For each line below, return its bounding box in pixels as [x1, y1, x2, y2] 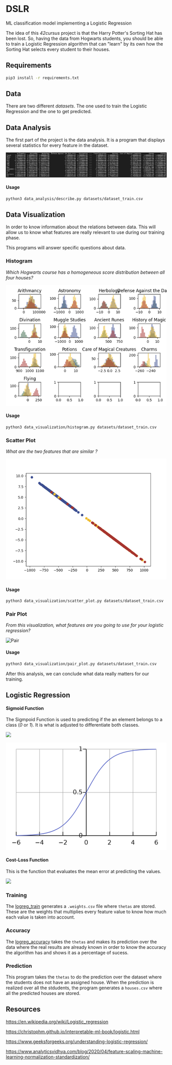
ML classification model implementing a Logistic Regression [6, 20, 132, 26]
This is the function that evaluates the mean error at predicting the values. [6, 868, 161, 874]
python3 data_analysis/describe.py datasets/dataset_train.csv [6, 196, 143, 201]
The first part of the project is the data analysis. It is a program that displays [6, 137, 165, 143]
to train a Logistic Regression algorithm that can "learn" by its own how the [6, 40, 163, 47]
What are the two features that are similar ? [6, 448, 98, 454]
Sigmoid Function [6, 705, 44, 711]
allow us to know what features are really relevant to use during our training [6, 229, 165, 235]
